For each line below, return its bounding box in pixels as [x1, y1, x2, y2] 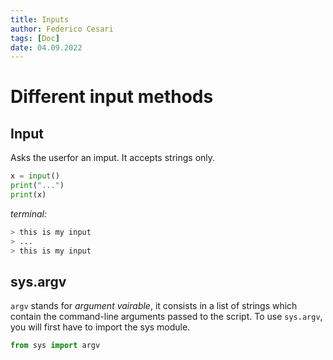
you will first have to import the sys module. [10, 321, 191, 333]
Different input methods [10, 86, 214, 108]
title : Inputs [10, 14, 70, 25]
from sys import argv [10, 341, 101, 351]
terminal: [10, 207, 47, 220]
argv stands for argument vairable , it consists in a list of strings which [10, 300, 298, 312]
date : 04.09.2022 [10, 42, 83, 53]
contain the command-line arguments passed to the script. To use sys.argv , [10, 311, 323, 323]
